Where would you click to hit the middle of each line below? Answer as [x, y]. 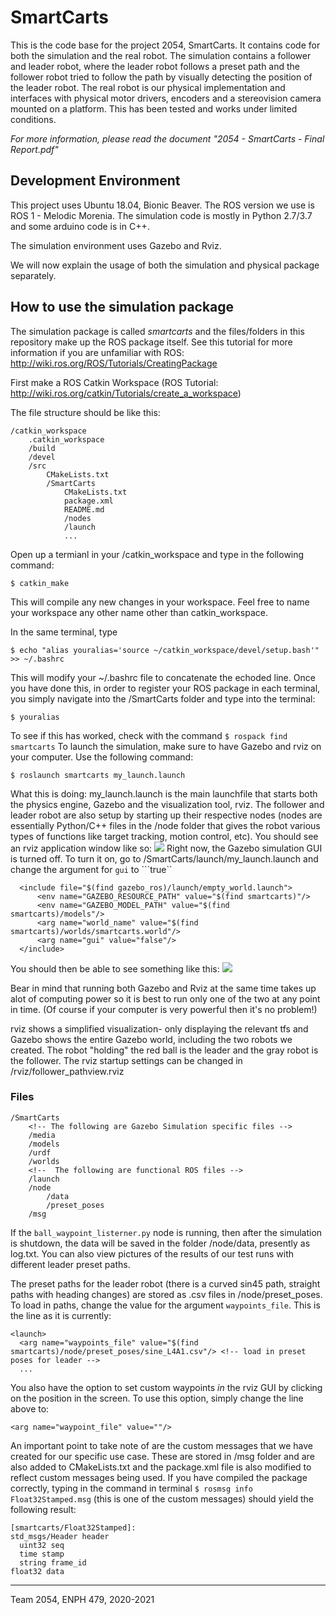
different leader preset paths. [70, 1264]
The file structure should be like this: [85, 412]
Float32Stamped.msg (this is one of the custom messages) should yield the [162, 1498]
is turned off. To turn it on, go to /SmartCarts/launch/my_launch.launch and [164, 858]
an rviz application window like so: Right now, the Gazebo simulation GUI [166, 848]
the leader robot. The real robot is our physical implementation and [148, 87]
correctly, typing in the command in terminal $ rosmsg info [131, 1488]
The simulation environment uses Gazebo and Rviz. [116, 245]
